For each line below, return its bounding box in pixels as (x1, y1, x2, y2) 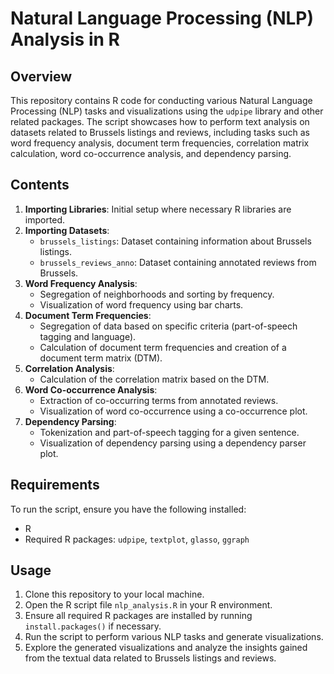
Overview (10, 68, 73, 85)
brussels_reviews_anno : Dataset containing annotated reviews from (39, 256, 317, 268)
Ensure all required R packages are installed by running (24, 610, 253, 622)
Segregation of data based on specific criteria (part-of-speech (39, 320, 298, 332)
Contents (10, 177, 70, 194)
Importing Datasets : (24, 224, 110, 236)
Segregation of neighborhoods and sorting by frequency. (39, 288, 275, 300)
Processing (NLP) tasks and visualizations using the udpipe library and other (10, 105, 324, 117)
